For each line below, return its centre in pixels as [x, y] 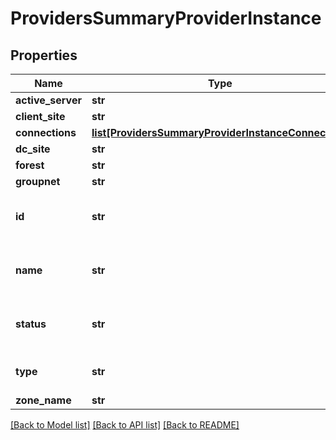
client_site [40, 116]
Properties [44, 55]
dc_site [33, 149]
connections [46, 132]
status [31, 324]
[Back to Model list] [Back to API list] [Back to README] [125, 425]
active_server [48, 100]
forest [30, 165]
